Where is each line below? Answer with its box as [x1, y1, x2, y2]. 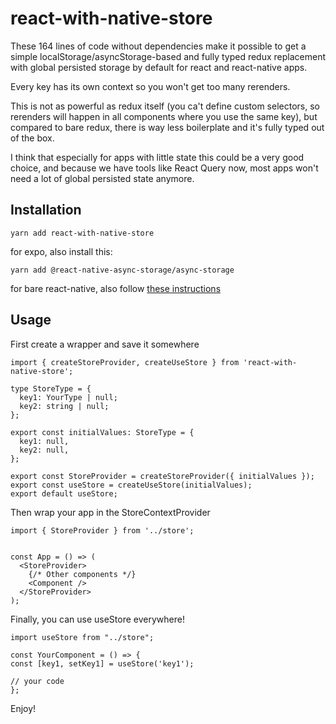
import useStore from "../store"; [10, 632, 155, 642]
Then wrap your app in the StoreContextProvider [10, 506, 211, 518]
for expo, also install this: [10, 245, 113, 257]
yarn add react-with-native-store [10, 228, 155, 238]
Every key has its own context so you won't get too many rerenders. [10, 80, 291, 92]
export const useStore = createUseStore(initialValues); [10, 480, 253, 490]
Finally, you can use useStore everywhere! [10, 613, 185, 625]
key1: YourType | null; [19, 392, 118, 402]
